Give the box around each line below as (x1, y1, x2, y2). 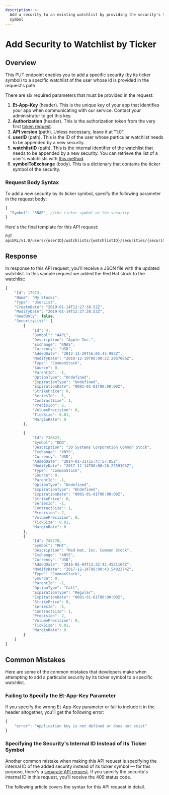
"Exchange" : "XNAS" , (32, 342, 75, 347)
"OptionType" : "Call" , (32, 585, 80, 590)
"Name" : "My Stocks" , (14, 295, 59, 300)
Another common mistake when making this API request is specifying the (5, 758, 157, 764)
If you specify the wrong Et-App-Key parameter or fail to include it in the (5, 704, 155, 710)
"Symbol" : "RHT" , (32, 543, 69, 548)
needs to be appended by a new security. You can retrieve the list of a (12, 150, 158, 156)
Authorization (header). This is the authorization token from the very (12, 118, 156, 124)
